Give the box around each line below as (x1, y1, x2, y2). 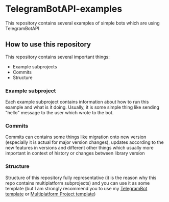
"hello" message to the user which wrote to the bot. (5, 110, 114, 116)
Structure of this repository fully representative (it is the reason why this (5, 174, 157, 181)
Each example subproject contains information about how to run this (5, 99, 149, 105)
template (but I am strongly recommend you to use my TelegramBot (5, 185, 148, 191)
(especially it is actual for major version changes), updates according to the (5, 139, 164, 145)
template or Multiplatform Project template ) (5, 191, 96, 197)
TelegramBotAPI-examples (5, 3, 123, 15)
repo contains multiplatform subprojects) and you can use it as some (5, 180, 150, 186)
